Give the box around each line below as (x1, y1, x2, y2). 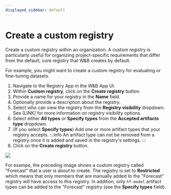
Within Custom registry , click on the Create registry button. (12, 88, 141, 94)
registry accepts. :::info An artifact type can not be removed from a (12, 132, 155, 138)
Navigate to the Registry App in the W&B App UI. (12, 82, 116, 89)
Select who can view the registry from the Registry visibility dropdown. (12, 104, 165, 111)
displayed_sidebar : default (5, 7, 66, 13)
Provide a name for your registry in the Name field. (12, 93, 121, 100)
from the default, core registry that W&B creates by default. (5, 57, 131, 63)
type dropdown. (12, 121, 47, 127)
